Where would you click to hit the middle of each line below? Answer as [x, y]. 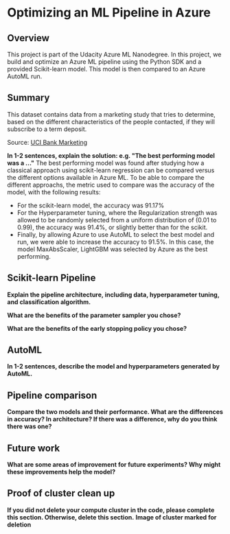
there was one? [30, 426]
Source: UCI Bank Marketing [47, 142]
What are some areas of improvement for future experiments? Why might [114, 465]
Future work [34, 448]
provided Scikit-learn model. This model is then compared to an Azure [106, 69]
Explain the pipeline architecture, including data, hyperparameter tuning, [113, 294]
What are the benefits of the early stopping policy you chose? [97, 328]
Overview [28, 38]
